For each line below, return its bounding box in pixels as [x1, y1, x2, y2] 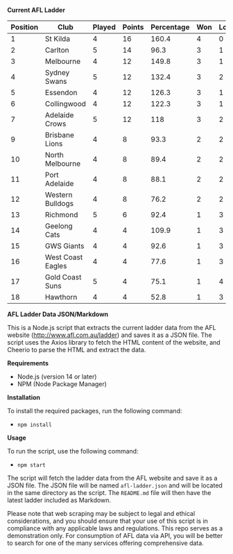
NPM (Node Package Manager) [17, 380, 107, 388]
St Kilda [44, 34, 71, 44]
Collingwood [44, 99, 87, 108]
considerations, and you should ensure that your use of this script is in [7, 517, 208, 525]
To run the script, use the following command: [7, 447, 139, 455]
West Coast [44, 252, 83, 262]
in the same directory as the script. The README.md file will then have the [7, 489, 212, 496]
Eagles [44, 261, 67, 270]
